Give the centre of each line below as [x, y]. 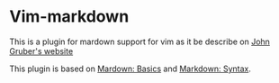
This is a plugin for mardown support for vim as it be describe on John [139, 41]
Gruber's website [41, 51]
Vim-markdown [69, 17]
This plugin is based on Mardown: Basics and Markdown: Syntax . [130, 69]
